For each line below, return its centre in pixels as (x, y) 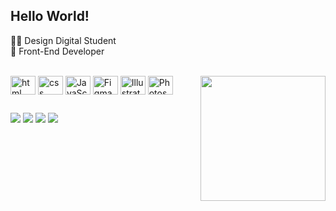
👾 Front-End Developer (57, 51)
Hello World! (50, 16)
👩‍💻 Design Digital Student (63, 40)
